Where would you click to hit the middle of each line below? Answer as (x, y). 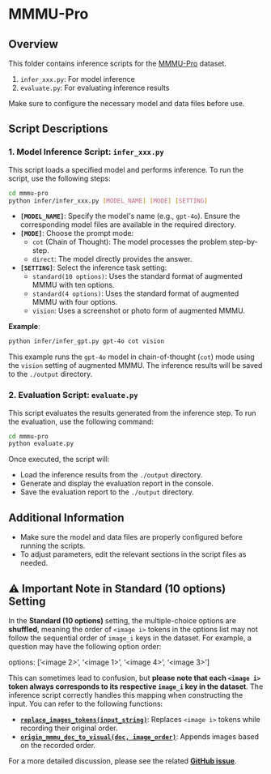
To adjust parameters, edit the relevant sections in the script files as (133, 554)
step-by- (243, 242)
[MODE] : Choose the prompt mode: (77, 233)
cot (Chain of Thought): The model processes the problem (130, 242)
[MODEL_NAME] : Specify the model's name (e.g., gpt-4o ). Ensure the (130, 216)
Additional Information (66, 517)
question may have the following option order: (85, 646)
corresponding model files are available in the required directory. (128, 225)
